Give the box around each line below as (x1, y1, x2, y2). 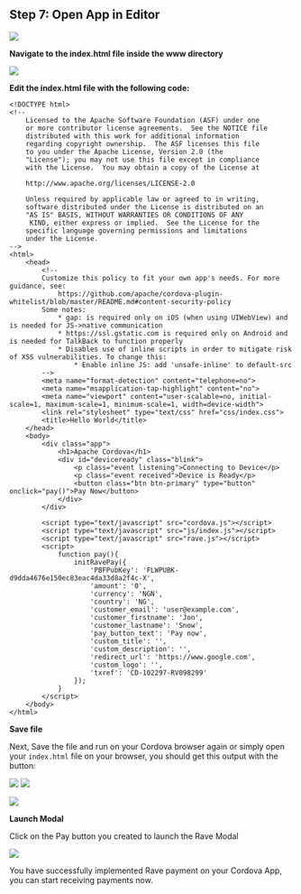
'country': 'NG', (89, 597, 155, 606)
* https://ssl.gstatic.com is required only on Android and (57, 328, 288, 337)
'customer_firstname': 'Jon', (89, 613, 204, 622)
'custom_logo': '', (89, 660, 164, 669)
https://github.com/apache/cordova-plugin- (57, 289, 223, 299)
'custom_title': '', (89, 636, 168, 646)
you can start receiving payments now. (9, 874, 153, 885)
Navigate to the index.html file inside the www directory (9, 48, 223, 59)
